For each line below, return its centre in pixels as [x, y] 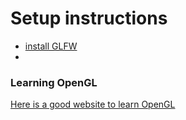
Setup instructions [89, 18]
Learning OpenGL [54, 82]
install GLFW [51, 46]
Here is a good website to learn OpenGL [93, 104]
